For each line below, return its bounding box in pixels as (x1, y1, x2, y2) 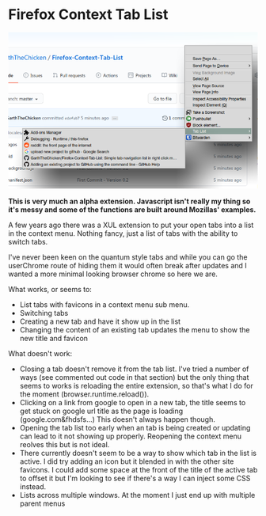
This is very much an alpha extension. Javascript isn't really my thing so (8, 196, 251, 206)
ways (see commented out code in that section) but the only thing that (19, 372, 249, 381)
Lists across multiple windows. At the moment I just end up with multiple (19, 490, 256, 499)
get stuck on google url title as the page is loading (19, 406, 184, 415)
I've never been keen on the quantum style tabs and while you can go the (8, 252, 248, 262)
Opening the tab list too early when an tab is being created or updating (19, 423, 251, 432)
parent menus (19, 499, 66, 508)
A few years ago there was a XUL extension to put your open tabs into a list (8, 220, 254, 230)
